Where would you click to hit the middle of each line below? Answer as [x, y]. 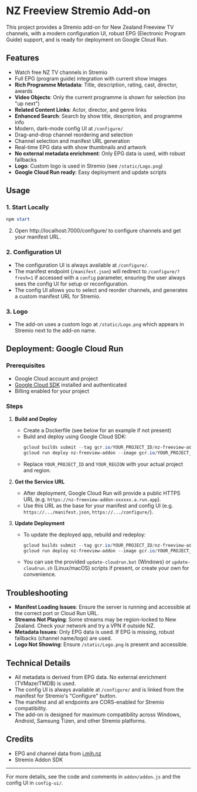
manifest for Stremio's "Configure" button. [66, 696]
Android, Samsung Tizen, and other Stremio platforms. [80, 721]
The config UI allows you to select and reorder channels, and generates [101, 290]
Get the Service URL [40, 481]
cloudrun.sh [38, 569]
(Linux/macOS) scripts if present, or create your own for [121, 568]
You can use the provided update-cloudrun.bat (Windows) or [97, 562]
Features [23, 58]
